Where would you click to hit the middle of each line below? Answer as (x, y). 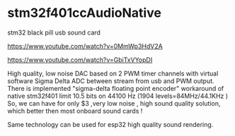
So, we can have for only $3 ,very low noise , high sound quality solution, (114, 103)
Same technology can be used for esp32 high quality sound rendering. (110, 124)
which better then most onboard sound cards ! (75, 111)
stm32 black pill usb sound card (54, 32)
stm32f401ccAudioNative (84, 13)
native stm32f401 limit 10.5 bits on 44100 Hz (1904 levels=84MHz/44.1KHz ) (118, 96)
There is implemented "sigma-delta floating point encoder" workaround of (116, 88)
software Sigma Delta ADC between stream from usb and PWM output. (111, 81)
